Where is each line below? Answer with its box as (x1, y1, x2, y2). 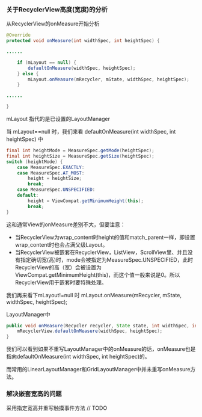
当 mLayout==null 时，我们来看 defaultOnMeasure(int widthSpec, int (6, 128, 176, 135)
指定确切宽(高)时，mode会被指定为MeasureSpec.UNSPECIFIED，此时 (20, 256, 194, 263)
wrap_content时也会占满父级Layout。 (14, 241, 108, 248)
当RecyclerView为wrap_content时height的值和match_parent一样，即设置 (14, 233, 195, 241)
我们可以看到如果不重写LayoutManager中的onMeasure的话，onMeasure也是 (6, 345, 196, 353)
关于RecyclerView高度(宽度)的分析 (6, 5, 108, 13)
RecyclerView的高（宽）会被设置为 (14, 264, 102, 271)
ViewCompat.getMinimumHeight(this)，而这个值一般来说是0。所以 (14, 271, 180, 278)
